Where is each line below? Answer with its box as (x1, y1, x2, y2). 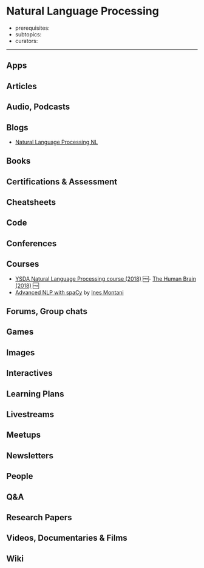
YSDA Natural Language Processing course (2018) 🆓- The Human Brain (15, 275, 196, 282)
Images (6, 347, 35, 358)
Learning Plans (6, 389, 64, 399)
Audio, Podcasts (6, 102, 70, 112)
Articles (6, 81, 38, 92)
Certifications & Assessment (6, 176, 117, 187)
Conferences (6, 238, 57, 249)
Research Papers (6, 512, 72, 523)
